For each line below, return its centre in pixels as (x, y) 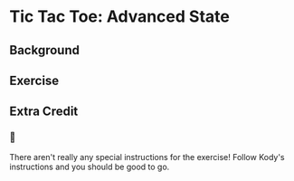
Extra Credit (44, 112)
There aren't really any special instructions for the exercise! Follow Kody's (147, 157)
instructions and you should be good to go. (90, 167)
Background (44, 50)
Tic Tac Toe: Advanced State (120, 17)
